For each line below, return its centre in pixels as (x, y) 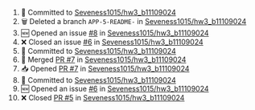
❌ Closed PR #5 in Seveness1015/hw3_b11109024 (103, 98)
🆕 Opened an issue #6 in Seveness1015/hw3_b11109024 (115, 89)
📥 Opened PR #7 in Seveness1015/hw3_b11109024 (105, 69)
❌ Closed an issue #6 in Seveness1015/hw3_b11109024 (112, 42)
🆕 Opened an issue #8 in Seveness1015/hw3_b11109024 (115, 33)
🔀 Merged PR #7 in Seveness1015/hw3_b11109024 (103, 59)
